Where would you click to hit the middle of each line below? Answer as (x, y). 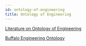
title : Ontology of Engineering (38, 14)
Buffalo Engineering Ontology (35, 38)
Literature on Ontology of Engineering (43, 28)
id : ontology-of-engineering (35, 10)
